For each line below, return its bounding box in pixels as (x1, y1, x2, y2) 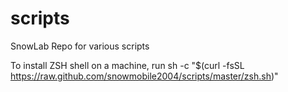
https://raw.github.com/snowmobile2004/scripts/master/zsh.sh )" (10, 70, 279, 82)
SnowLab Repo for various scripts (10, 40, 150, 52)
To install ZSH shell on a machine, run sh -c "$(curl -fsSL (10, 59, 245, 71)
